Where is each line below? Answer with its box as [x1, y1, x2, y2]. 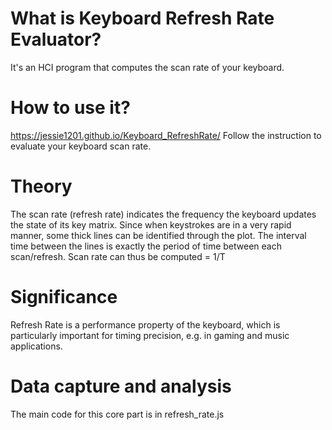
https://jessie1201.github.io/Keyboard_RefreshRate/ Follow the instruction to [10, 129, 322, 141]
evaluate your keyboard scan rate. [10, 140, 152, 152]
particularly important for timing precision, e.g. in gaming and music [10, 329, 290, 341]
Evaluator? [10, 28, 102, 51]
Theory [10, 175, 73, 198]
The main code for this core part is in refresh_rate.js [10, 408, 225, 420]
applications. [10, 340, 63, 352]
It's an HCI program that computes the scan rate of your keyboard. [10, 61, 285, 73]
